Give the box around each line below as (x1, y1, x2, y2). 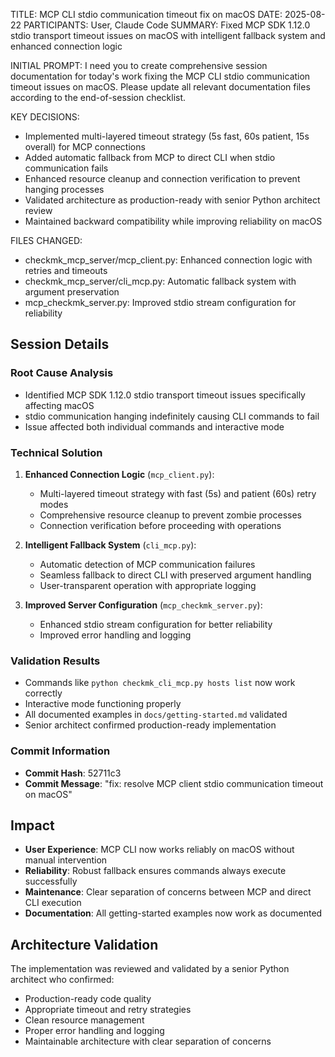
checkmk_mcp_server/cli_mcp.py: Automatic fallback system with (24, 275, 297, 287)
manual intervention (24, 854, 108, 866)
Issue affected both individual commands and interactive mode (24, 420, 285, 433)
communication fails (24, 162, 109, 174)
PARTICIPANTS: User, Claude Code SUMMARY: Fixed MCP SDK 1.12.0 (23, 19, 311, 31)
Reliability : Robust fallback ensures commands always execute (24, 865, 287, 877)
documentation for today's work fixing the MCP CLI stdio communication (10, 70, 311, 82)
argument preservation (24, 286, 120, 298)
